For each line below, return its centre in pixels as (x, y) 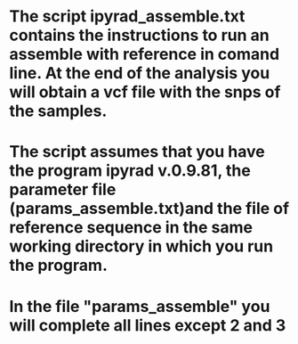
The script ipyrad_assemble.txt (127, 16)
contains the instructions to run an (139, 35)
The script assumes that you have (137, 152)
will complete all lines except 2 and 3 (148, 325)
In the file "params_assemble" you (140, 306)
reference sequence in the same (131, 228)
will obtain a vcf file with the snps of (145, 92)
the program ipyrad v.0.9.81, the (130, 171)
